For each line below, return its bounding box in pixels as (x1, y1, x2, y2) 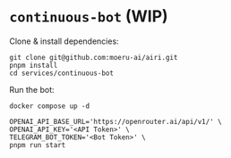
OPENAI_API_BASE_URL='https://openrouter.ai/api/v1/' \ (9, 117, 222, 126)
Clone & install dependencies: (9, 36, 119, 46)
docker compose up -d (9, 101, 90, 111)
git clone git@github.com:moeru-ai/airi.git (9, 53, 178, 62)
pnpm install (9, 61, 58, 70)
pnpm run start (9, 140, 66, 149)
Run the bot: (9, 84, 56, 95)
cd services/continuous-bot (9, 69, 115, 78)
